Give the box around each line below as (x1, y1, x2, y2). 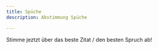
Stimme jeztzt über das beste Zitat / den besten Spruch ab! (6, 36, 153, 43)
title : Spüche (6, 8, 42, 15)
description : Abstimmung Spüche (6, 14, 87, 20)
